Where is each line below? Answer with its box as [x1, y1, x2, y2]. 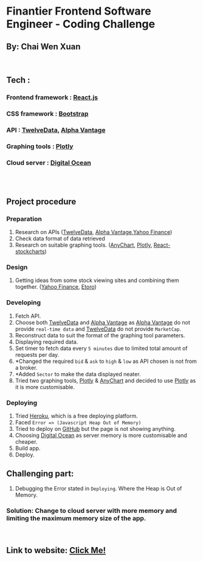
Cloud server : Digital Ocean [6, 159, 91, 167]
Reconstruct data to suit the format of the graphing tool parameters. [15, 331, 185, 339]
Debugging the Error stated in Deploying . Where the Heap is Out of [15, 484, 182, 492]
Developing [6, 298, 41, 307]
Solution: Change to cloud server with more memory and [6, 506, 177, 515]
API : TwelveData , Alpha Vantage [6, 126, 106, 134]
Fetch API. [15, 312, 41, 320]
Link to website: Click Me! [6, 545, 106, 556]
